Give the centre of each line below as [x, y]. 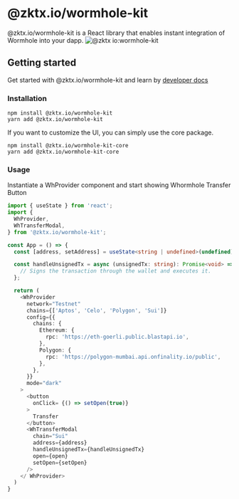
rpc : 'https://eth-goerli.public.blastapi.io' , [117, 337]
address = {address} [60, 443]
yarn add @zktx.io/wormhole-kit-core [63, 152]
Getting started [42, 63]
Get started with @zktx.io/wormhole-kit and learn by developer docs [108, 80]
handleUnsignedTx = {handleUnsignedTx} [89, 450]
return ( [27, 291]
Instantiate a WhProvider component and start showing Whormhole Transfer [119, 185]
